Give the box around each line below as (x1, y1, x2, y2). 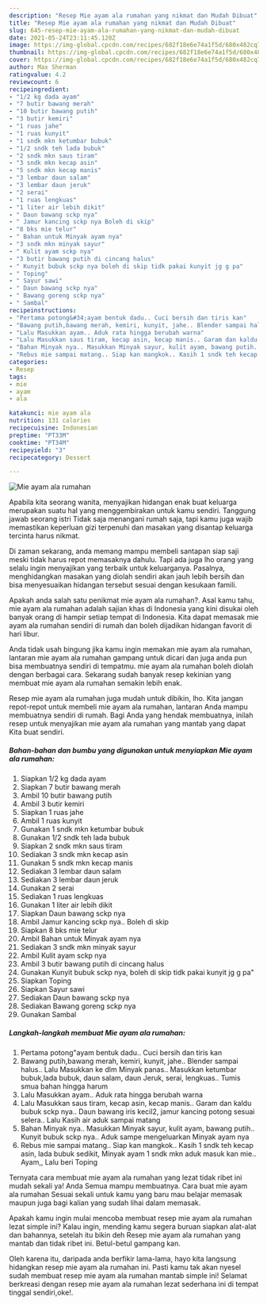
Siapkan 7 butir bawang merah (20, 783, 121, 792)
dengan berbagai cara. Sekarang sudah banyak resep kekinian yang (9, 670, 232, 679)
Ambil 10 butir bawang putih (20, 790, 113, 801)
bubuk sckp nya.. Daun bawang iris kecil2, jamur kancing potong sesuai (20, 1107, 255, 1116)
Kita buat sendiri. (9, 727, 65, 737)
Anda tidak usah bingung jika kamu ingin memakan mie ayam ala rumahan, (9, 645, 253, 654)
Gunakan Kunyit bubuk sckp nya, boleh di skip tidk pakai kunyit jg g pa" (20, 968, 254, 978)
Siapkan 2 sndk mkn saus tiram (20, 841, 124, 851)
